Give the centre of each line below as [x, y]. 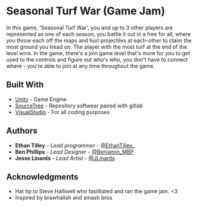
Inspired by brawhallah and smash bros [64, 198]
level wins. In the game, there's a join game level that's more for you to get [98, 53]
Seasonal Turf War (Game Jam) [86, 11]
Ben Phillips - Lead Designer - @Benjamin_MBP [74, 152]
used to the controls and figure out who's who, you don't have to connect [97, 59]
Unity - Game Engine [41, 99]
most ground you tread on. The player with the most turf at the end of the [97, 47]
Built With [25, 85]
